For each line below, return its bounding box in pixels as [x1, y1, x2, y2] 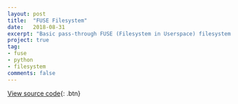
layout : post [7, 10, 46, 18]
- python [7, 57, 33, 64]
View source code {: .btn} [7, 89, 81, 98]
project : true [7, 37, 50, 44]
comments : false [7, 69, 56, 76]
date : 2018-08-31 [7, 23, 66, 30]
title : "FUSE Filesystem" [7, 17, 88, 24]
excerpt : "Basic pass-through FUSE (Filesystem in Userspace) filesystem [7, 30, 232, 37]
